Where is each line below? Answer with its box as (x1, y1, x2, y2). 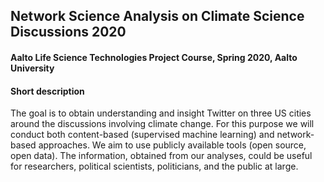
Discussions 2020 (10, 24, 127, 41)
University (10, 62, 55, 74)
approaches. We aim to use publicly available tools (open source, (38, 139, 307, 151)
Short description (10, 85, 85, 97)
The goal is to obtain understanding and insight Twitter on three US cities (10, 107, 312, 119)
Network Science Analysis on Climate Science (10, 8, 305, 25)
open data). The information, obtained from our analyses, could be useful (10, 150, 313, 162)
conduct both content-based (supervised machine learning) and (10, 129, 275, 141)
